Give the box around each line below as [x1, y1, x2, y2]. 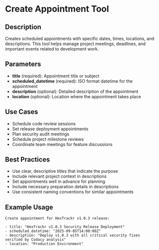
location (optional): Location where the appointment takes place [12, 93, 141, 99]
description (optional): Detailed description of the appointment [12, 89, 139, 94]
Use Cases [5, 108, 38, 116]
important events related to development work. [5, 46, 99, 52]
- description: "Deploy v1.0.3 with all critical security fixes [5, 233, 140, 238]
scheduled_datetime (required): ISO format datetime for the [12, 78, 133, 84]
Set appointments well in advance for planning [12, 179, 106, 184]
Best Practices [5, 156, 50, 164]
